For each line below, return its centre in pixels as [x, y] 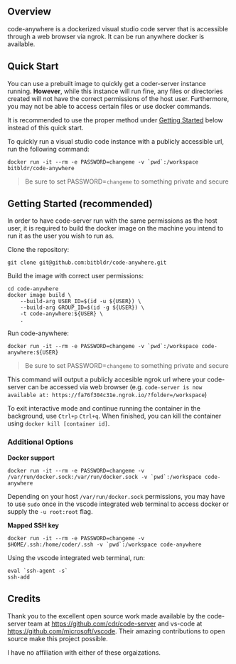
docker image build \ [39, 295]
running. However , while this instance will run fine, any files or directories [115, 91]
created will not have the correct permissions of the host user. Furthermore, [118, 98]
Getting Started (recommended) [80, 204]
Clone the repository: [38, 250]
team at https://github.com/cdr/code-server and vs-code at [115, 623]
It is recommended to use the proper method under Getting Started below [115, 120]
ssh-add [19, 577]
